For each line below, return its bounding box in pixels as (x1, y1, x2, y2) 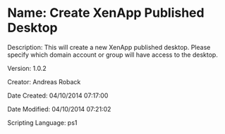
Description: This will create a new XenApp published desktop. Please (7, 43, 211, 51)
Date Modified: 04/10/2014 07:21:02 (7, 105, 111, 113)
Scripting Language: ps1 (7, 118, 78, 127)
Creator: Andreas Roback (7, 77, 81, 86)
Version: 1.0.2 (7, 64, 47, 72)
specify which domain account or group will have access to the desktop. (7, 51, 219, 59)
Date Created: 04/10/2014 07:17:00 (7, 91, 109, 100)
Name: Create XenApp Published (7, 5, 205, 21)
